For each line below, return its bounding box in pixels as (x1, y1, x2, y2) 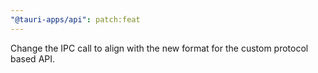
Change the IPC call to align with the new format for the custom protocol (10, 42, 309, 54)
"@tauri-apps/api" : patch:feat (10, 14, 141, 25)
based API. (10, 52, 56, 65)
